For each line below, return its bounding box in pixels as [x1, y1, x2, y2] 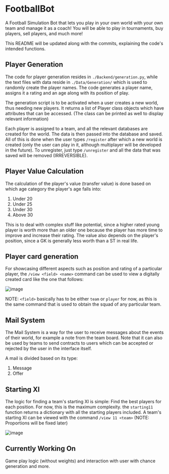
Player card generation [5, 252, 79, 261]
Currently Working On [5, 444, 76, 453]
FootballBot [5, 3, 54, 15]
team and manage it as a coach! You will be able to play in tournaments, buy [5, 25, 163, 31]
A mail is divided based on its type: [5, 355, 78, 361]
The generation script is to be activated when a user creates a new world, [5, 100, 158, 106]
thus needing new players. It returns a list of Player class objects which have [5, 105, 164, 111]
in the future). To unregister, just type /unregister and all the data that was [5, 147, 161, 153]
